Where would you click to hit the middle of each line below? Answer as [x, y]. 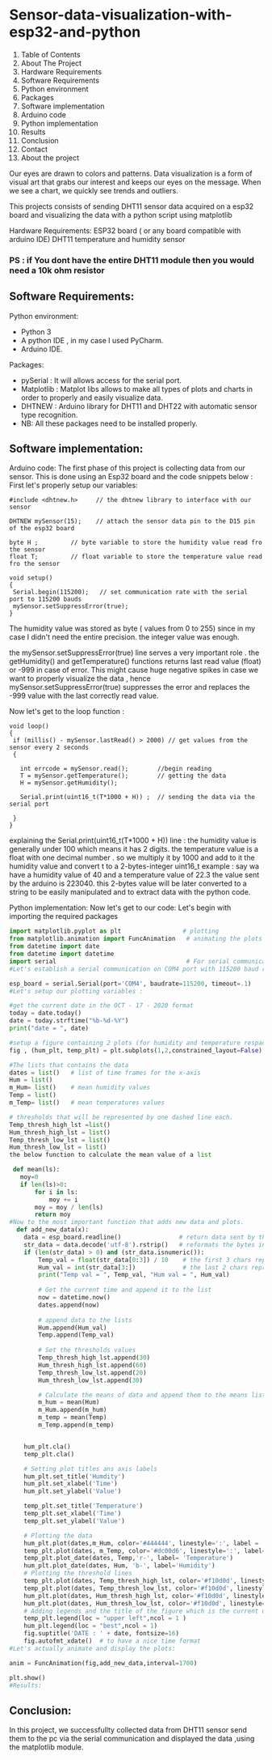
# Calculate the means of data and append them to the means [143, 1395]
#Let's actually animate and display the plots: [92, 1648]
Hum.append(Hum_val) [73, 1328]
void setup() [31, 578]
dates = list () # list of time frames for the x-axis [105, 1073]
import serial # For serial [119, 961]
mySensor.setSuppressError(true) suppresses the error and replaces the [130, 687]
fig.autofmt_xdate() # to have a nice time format [112, 1641]
